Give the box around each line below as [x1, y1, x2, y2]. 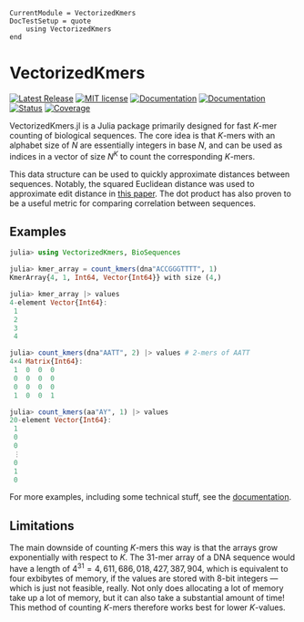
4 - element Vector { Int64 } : [9, 297, 107, 307]
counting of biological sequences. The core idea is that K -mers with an [9, 130, 276, 140]
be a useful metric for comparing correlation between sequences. [9, 197, 257, 209]
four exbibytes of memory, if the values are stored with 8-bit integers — [9, 573, 279, 584]
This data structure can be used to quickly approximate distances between [9, 169, 290, 180]
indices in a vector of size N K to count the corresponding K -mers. [9, 149, 256, 161]
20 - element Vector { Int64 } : [9, 416, 112, 425]
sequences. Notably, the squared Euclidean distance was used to [9, 178, 255, 189]
